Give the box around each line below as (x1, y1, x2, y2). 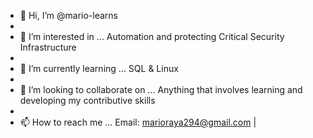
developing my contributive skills (19, 95, 156, 106)
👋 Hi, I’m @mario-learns (19, 10, 118, 21)
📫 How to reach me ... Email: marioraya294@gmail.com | (19, 116, 257, 128)
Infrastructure (19, 41, 77, 53)
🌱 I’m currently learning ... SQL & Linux (19, 63, 179, 74)
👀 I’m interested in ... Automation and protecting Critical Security (19, 31, 285, 42)
